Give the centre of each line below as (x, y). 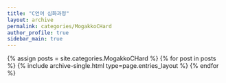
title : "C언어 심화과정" (38, 13)
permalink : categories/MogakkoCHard (59, 26)
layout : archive (30, 20)
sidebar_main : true (35, 39)
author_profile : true (38, 33)
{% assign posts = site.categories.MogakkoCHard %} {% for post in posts (112, 58)
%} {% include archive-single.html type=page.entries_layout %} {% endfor (113, 66)
